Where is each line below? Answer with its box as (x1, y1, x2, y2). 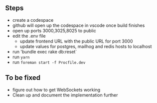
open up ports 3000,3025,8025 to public (12, 27, 96, 34)
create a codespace (12, 17, 54, 23)
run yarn (12, 54, 30, 60)
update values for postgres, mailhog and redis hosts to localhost (19, 43, 152, 49)
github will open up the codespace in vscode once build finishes (12, 22, 145, 28)
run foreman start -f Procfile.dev (12, 59, 86, 65)
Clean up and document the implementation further (12, 92, 118, 98)
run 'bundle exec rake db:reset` (12, 49, 77, 54)
